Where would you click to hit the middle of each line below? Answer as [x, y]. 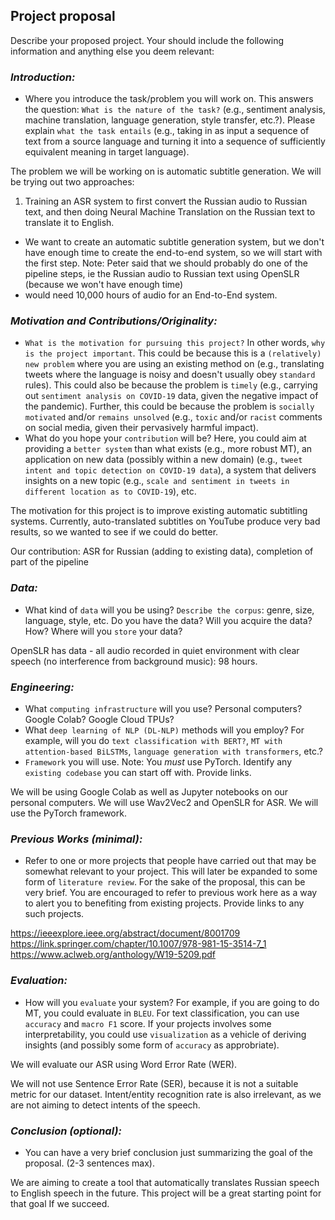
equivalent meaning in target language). [107, 152]
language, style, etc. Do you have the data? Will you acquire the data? [168, 620]
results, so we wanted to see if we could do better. [114, 532]
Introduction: [43, 77]
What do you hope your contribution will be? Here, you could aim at [165, 438]
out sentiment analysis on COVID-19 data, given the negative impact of [171, 396]
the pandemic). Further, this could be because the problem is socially [169, 406]
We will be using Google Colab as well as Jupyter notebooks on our [149, 792]
